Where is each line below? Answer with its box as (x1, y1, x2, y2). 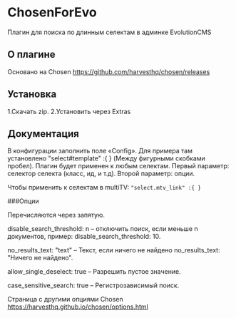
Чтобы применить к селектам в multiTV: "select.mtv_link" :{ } (7, 183, 202, 192)
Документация (7, 128, 80, 140)
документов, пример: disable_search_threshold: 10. (7, 232, 161, 241)
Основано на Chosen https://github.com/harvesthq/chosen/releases (7, 67, 210, 76)
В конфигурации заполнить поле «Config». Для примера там (7, 147, 193, 155)
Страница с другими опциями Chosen (7, 295, 123, 304)
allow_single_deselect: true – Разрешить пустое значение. (7, 267, 181, 276)
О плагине (7, 48, 56, 61)
